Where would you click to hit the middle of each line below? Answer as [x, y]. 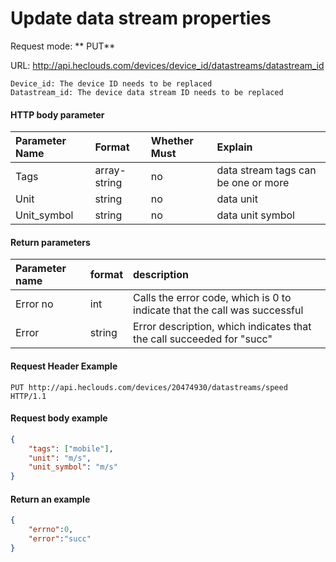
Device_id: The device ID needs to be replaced [111, 83]
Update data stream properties [141, 18]
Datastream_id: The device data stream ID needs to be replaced [147, 92]
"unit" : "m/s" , [60, 458]
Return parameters [50, 242]
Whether [172, 141]
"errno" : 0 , [51, 530]
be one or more [253, 183]
